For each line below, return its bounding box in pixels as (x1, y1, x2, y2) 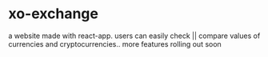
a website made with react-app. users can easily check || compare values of (8, 31, 261, 40)
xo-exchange (8, 5, 98, 23)
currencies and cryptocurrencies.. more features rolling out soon (8, 39, 222, 48)
